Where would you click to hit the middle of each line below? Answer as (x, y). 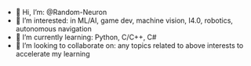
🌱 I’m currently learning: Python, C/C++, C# (86, 37)
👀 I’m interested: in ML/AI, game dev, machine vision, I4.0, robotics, (124, 20)
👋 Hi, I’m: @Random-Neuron (61, 12)
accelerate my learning (53, 54)
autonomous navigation (53, 29)
